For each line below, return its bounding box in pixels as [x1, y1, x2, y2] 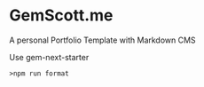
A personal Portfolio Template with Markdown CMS [9, 35, 197, 45]
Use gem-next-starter [9, 51, 90, 62]
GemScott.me [9, 5, 114, 26]
